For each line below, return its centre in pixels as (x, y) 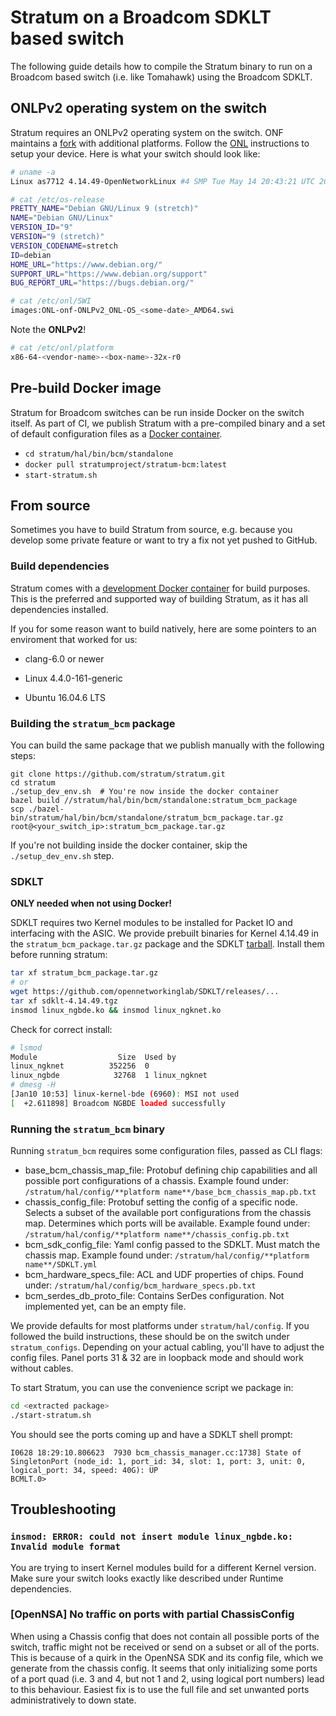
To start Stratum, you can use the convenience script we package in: (152, 1388)
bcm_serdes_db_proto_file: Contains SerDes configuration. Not (154, 1296)
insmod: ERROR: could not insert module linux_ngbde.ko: (152, 1537)
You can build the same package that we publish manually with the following (167, 745)
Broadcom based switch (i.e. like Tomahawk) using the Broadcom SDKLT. (161, 77)
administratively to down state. (73, 1700)
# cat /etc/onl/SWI (51, 301)
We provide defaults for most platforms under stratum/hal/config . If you (160, 1326)
